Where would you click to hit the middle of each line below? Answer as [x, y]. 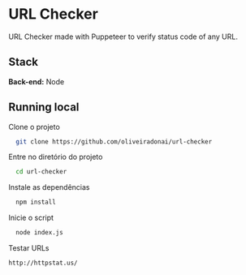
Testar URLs [29, 248]
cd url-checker [41, 172]
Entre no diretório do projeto [56, 157]
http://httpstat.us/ [43, 263]
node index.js [39, 233]
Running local [44, 107]
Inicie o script [31, 218]
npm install [36, 202]
